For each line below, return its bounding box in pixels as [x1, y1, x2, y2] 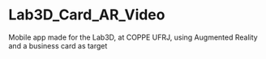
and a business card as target [8, 40, 108, 50]
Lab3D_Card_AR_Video [8, 6, 165, 24]
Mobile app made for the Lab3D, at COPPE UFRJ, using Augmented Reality [8, 32, 258, 42]
